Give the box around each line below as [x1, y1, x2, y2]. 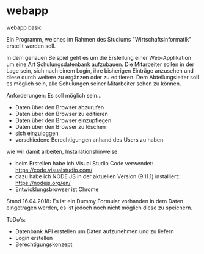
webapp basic [6, 24, 42, 31]
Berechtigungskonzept [15, 241, 73, 248]
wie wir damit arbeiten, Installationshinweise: [6, 148, 119, 155]
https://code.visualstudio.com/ [15, 166, 93, 173]
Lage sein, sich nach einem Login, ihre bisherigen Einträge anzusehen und [6, 67, 194, 74]
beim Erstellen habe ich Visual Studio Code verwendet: [15, 159, 154, 167]
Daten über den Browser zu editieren [15, 110, 108, 117]
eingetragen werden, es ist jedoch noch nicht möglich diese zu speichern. [6, 204, 193, 211]
